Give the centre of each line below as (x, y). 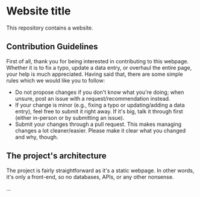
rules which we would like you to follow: (56, 80)
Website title (39, 11)
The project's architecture (56, 156)
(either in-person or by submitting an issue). (70, 117)
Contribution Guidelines (52, 47)
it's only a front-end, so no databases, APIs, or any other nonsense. (90, 177)
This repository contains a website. (50, 28)
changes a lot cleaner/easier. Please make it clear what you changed (100, 130)
